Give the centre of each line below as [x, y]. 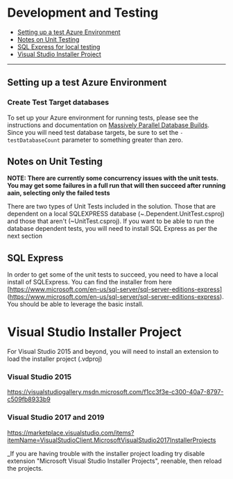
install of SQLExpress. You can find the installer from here [89, 282]
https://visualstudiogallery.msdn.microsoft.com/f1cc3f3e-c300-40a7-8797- [115, 392]
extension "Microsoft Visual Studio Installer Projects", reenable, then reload [114, 461]
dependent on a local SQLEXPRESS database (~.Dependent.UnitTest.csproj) [116, 214]
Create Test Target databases [58, 102]
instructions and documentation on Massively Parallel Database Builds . [109, 125]
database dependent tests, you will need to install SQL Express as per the [112, 229]
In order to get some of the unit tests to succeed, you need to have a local [113, 275]
